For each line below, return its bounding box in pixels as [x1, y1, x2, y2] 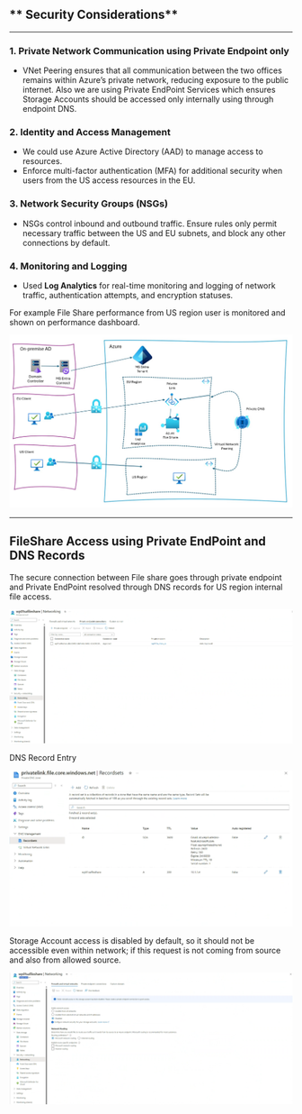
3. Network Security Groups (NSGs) [9, 197, 169, 210]
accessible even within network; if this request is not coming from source [9, 945, 281, 956]
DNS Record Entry [9, 753, 77, 763]
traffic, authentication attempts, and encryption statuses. [22, 290, 234, 300]
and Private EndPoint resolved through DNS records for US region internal [9, 581, 283, 592]
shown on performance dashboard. [9, 317, 141, 327]
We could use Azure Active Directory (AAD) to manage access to [22, 146, 263, 157]
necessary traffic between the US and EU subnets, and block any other [22, 227, 286, 238]
